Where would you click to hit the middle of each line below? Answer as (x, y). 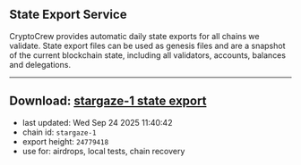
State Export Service (68, 15)
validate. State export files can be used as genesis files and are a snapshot (147, 45)
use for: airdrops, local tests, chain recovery (103, 151)
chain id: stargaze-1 (59, 132)
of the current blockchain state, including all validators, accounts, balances (148, 55)
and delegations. (40, 64)
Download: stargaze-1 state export (108, 101)
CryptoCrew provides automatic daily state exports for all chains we (134, 36)
